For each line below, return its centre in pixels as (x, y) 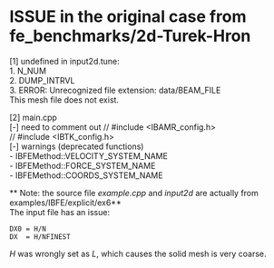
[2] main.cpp (33, 117)
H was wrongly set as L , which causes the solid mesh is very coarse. (138, 253)
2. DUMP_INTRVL (42, 80)
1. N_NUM (28, 71)
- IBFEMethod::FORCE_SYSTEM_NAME (83, 165)
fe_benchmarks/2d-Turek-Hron (130, 36)
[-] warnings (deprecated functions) (77, 146)
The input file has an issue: (60, 212)
